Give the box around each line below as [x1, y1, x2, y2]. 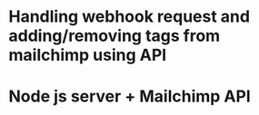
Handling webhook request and [8, 6, 251, 27]
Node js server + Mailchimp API [8, 86, 251, 107]
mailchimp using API [8, 45, 167, 65]
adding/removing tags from [8, 25, 221, 46]
